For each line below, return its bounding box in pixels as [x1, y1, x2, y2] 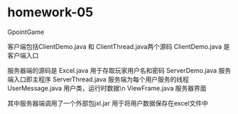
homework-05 [7, 4, 94, 21]
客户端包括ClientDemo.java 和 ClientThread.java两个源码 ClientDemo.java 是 [7, 42, 230, 50]
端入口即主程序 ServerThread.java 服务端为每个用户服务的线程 [7, 75, 190, 84]
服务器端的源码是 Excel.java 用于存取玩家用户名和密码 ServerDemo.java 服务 [7, 66, 232, 74]
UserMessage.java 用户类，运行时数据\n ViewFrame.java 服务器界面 [7, 84, 207, 92]
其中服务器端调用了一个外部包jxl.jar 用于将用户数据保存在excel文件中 [7, 98, 208, 107]
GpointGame [7, 28, 45, 36]
